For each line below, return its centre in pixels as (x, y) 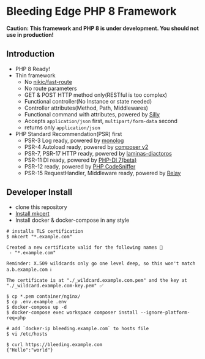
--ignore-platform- (165, 312)
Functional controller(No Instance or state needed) (88, 101)
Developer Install (39, 192)
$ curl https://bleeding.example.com (54, 344)
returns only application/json (62, 127)
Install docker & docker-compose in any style (72, 220)
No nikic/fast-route (48, 81)
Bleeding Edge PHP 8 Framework (91, 11)
